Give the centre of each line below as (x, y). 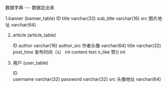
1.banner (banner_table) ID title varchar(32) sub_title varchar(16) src (76, 18)
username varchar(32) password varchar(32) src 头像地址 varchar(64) (87, 79)
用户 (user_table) (30, 63)
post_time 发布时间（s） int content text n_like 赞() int (69, 52)
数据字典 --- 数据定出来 (30, 7)
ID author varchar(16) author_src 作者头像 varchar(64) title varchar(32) (87, 46)
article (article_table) (34, 35)
